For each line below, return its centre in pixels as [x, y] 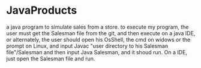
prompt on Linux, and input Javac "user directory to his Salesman [87, 46]
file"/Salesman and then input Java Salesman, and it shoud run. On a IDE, [97, 52]
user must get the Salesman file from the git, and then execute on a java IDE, [101, 33]
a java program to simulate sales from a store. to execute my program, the [97, 27]
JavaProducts [42, 10]
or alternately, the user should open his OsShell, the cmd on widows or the [98, 39]
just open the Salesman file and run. [51, 58]
